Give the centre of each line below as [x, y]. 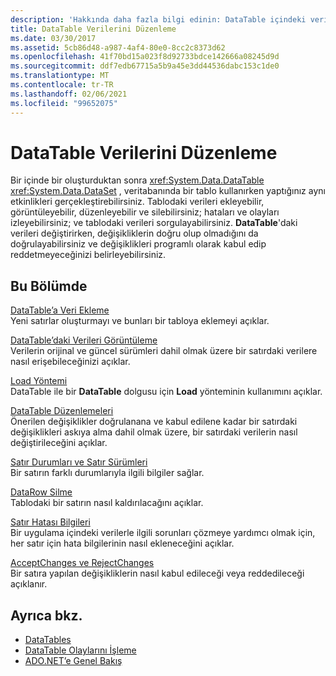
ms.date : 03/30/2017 [53, 38]
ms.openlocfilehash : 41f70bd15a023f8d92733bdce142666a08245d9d [145, 57]
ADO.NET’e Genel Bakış [73, 661]
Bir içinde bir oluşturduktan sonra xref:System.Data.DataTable [137, 180]
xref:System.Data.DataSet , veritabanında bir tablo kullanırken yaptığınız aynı [168, 191]
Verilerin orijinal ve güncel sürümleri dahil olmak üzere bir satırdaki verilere [164, 351]
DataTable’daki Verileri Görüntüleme [84, 340]
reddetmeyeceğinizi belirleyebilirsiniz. [88, 255]
